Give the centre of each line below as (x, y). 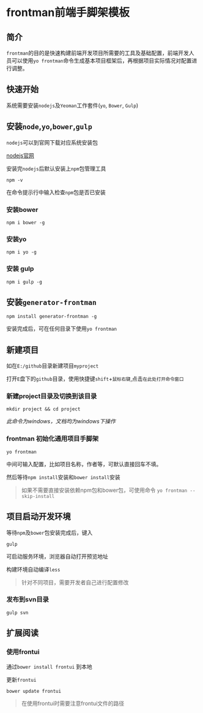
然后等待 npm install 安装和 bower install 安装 (63, 477)
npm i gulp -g (24, 282)
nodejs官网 (20, 155)
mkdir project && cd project (43, 409)
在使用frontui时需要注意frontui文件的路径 (73, 703)
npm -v (15, 180)
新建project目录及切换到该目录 (52, 396)
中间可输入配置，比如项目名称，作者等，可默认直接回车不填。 (84, 464)
